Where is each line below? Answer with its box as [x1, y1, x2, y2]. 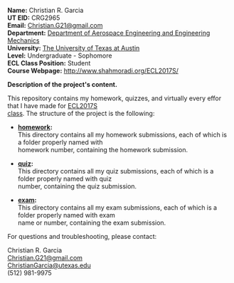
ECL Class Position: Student [7, 59, 91, 67]
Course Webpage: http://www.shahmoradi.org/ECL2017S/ [7, 67, 179, 75]
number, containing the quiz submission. [17, 182, 137, 191]
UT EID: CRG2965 [7, 14, 60, 22]
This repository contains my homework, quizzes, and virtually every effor [7, 94, 222, 102]
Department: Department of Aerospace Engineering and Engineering [7, 28, 211, 37]
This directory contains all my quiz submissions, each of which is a [17, 167, 214, 175]
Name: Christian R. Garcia [7, 6, 84, 14]
